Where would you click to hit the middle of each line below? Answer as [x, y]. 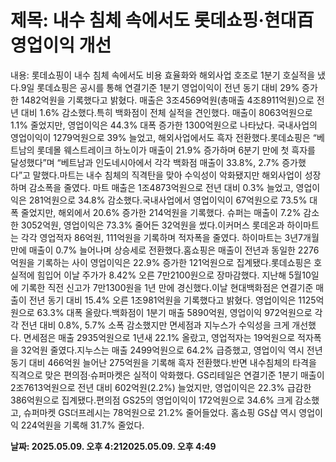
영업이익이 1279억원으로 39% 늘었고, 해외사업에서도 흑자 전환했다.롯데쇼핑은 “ [163, 137]
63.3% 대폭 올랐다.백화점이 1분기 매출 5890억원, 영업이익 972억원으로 [174, 312]
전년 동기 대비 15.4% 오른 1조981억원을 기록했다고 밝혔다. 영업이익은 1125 [172, 300]
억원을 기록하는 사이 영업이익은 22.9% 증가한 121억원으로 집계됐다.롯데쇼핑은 [161, 262]
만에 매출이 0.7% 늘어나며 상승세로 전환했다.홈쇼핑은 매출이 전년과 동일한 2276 [165, 250]
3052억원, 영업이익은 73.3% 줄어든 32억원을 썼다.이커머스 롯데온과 [152, 225]
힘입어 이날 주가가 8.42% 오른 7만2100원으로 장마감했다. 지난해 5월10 [174, 275]
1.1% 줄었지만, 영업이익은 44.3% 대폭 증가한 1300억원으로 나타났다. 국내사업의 [164, 125]
